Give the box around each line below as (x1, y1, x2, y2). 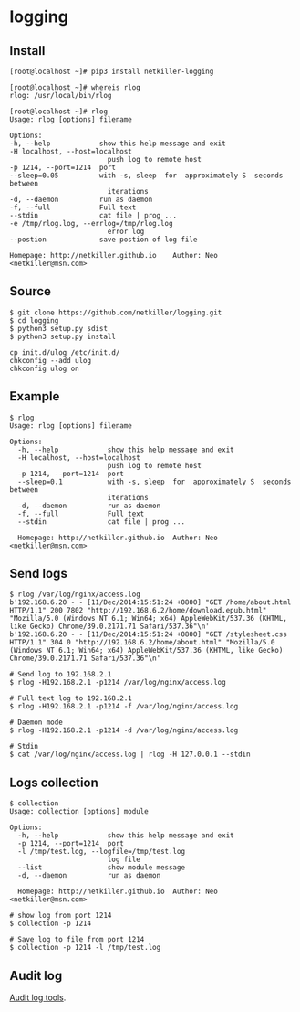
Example (9, 389, 60, 404)
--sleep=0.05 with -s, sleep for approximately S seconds (9, 171, 284, 180)
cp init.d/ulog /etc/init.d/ (9, 347, 120, 357)
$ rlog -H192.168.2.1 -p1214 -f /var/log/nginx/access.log (9, 702, 239, 711)
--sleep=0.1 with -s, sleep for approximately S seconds (17, 477, 292, 486)
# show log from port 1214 (9, 911, 112, 921)
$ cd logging (9, 315, 59, 325)
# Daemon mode (9, 718, 64, 728)
